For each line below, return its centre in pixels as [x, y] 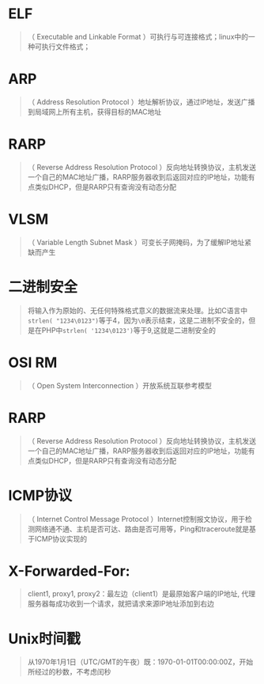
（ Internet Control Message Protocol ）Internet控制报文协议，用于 [136, 519]
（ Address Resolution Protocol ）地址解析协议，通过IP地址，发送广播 [141, 102]
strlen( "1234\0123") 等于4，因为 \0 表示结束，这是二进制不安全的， [138, 320]
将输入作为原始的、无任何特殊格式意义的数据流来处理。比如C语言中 [138, 310]
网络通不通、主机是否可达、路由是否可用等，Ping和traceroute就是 [142, 529]
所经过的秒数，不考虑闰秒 [69, 672]
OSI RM [33, 363]
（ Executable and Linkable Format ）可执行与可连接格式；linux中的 [138, 36]
